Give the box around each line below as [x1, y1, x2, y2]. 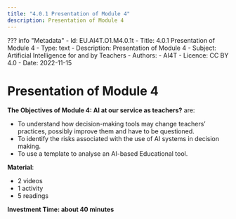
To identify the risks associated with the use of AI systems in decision [17, 135, 220, 143]
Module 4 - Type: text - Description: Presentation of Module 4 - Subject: [7, 44, 216, 52]
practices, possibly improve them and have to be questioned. [17, 127, 195, 135]
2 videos [17, 177, 44, 185]
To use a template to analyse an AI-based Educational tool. [17, 150, 188, 158]
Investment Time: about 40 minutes [7, 205, 114, 214]
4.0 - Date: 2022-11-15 [7, 58, 72, 67]
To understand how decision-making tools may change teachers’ [17, 120, 206, 128]
